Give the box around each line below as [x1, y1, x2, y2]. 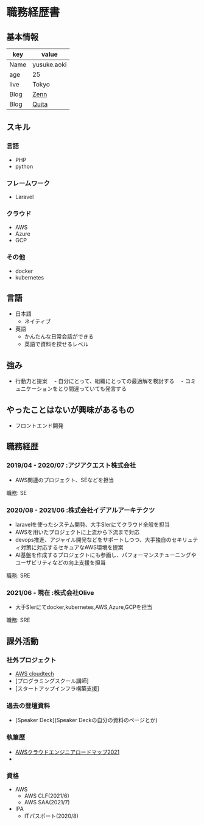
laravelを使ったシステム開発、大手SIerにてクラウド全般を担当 [15, 521, 170, 528]
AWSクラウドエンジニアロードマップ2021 [15, 748, 120, 756]
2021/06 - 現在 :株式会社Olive [6, 588, 94, 597]
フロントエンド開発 [15, 422, 64, 429]
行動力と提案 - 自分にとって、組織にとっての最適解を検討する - [15, 377, 184, 385]
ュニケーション [15, 385, 53, 393]
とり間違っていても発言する [57, 385, 127, 393]
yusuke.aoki [32, 60, 67, 69]
